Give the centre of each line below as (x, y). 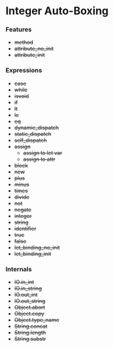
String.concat (31, 326)
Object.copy (29, 314)
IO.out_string (30, 301)
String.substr (30, 339)
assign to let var (43, 153)
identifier (25, 228)
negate (23, 210)
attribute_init (29, 55)
